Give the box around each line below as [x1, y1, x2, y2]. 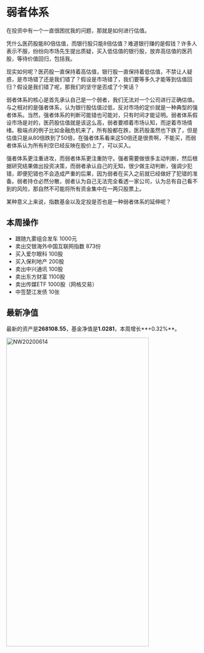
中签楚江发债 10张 [15, 288, 60, 295]
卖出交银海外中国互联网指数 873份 [15, 242, 101, 250]
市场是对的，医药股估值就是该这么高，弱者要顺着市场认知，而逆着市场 [11, 119, 187, 126]
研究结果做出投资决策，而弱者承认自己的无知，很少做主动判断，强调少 [11, 162, 187, 169]
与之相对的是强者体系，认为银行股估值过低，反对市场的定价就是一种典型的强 [6, 103, 198, 111]
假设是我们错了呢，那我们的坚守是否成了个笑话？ [16, 83, 140, 90]
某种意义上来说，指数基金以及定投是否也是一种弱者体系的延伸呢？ [6, 198, 171, 205]
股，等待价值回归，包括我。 [6, 55, 76, 62]
